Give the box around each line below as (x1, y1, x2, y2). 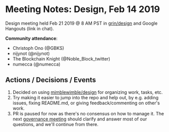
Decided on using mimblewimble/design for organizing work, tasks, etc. (12, 89, 163, 95)
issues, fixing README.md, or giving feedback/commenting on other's (12, 100, 160, 106)
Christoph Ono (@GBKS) (12, 45, 64, 51)
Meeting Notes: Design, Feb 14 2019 (5, 4, 160, 15)
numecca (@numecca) (12, 61, 61, 67)
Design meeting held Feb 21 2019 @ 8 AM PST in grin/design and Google (5, 20, 158, 26)
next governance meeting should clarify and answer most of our (12, 116, 147, 122)
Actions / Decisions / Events (5, 76, 96, 84)
